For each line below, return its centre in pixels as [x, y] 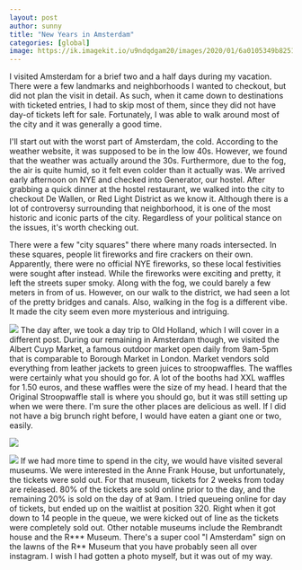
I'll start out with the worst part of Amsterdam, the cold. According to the [144, 142]
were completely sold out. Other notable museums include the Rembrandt [146, 528]
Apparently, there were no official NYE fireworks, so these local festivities [145, 264]
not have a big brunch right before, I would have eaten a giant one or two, [146, 416]
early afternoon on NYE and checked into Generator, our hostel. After [137, 180]
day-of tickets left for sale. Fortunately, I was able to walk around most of [145, 115]
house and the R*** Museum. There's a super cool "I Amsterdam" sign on [147, 537]
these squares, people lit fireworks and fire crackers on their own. [131, 254]
